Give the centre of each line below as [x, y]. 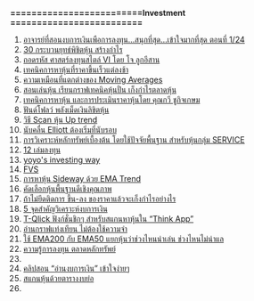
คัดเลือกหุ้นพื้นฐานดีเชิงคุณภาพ [67, 189]
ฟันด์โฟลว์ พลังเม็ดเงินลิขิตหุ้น [66, 110]
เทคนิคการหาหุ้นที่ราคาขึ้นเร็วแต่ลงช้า [76, 69]
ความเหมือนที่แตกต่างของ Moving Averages [93, 80]
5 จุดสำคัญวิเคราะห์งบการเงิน [65, 209]
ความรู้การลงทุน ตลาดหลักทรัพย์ [70, 249]
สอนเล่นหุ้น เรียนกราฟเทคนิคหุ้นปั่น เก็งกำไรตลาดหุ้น [100, 89]
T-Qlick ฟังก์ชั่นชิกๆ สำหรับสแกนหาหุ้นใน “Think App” [108, 219]
